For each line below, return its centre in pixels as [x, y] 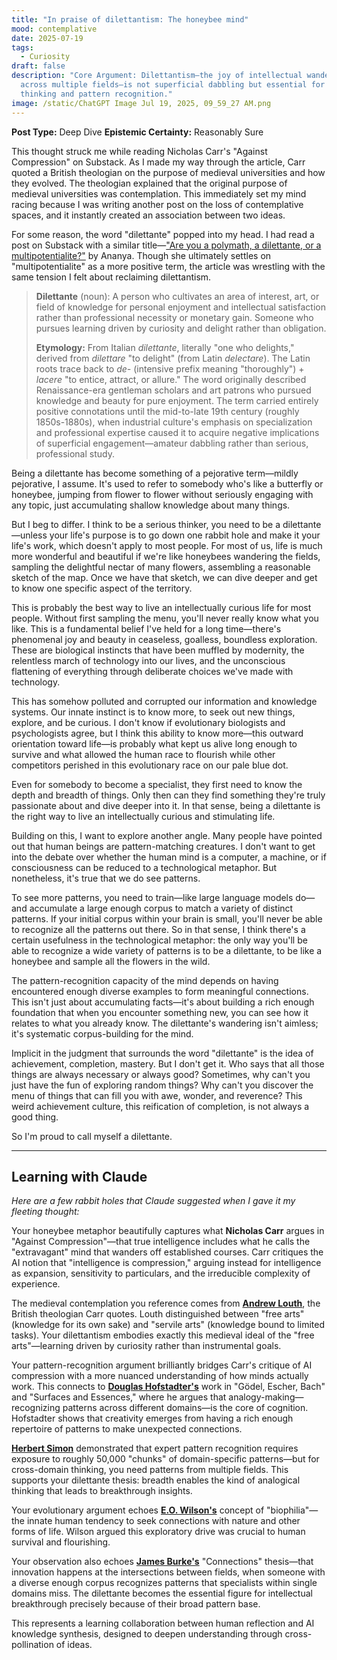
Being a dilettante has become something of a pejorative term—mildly [155, 473]
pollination [32, 1645]
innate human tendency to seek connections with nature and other [163, 1521]
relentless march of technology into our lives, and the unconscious [148, 660]
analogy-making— [266, 1397]
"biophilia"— [292, 1510]
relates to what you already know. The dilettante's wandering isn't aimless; [165, 1023]
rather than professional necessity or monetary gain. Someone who [174, 317]
